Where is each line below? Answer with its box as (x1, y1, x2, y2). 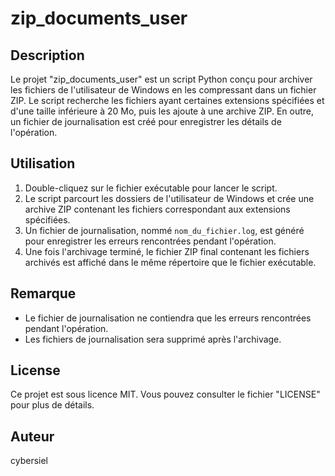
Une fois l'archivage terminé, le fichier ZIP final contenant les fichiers (24, 245, 310, 257)
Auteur (10, 428, 55, 445)
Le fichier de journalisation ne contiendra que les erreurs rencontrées (24, 312, 312, 324)
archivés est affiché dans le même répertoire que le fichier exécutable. (24, 256, 317, 268)
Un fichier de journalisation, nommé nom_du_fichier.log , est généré (24, 224, 305, 236)
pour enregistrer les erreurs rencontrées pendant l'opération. (24, 235, 277, 247)
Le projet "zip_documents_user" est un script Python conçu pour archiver (10, 73, 313, 85)
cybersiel (10, 455, 48, 467)
